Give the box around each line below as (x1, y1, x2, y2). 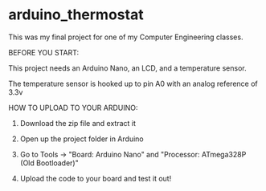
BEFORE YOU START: (8, 47, 79, 57)
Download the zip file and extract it (19, 118, 137, 128)
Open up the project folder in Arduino (19, 134, 144, 144)
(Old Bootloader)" (19, 158, 79, 168)
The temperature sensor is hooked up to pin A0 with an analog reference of (8, 79, 259, 88)
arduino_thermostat (8, 6, 144, 24)
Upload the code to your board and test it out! (19, 173, 172, 183)
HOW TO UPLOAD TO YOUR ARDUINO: (8, 103, 138, 112)
